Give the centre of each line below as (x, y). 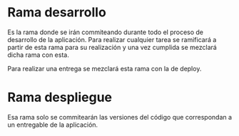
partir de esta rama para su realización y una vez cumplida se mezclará (112, 47)
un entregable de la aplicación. (53, 125)
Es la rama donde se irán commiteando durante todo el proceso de (105, 32)
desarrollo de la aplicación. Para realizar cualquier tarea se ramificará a (112, 39)
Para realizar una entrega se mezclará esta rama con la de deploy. (105, 68)
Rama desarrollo (57, 12)
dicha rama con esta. (38, 55)
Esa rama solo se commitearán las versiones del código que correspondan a (120, 117)
